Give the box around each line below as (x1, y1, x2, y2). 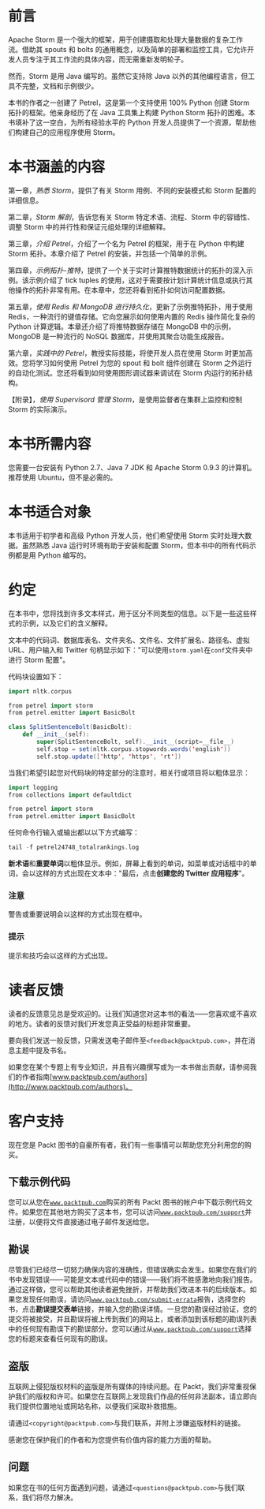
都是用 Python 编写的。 (14, 550, 91, 560)
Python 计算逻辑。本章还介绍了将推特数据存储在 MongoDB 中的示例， (8, 321, 235, 331)
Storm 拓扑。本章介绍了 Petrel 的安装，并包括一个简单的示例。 (8, 248, 211, 258)
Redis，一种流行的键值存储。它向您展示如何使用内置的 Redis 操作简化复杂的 (8, 312, 256, 321)
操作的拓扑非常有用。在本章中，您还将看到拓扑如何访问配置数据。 (14, 285, 230, 294)
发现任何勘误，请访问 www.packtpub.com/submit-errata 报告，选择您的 (21, 1294, 246, 1304)
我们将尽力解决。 (21, 1492, 77, 1502)
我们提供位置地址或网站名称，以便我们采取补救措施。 (8, 1401, 181, 1410)
